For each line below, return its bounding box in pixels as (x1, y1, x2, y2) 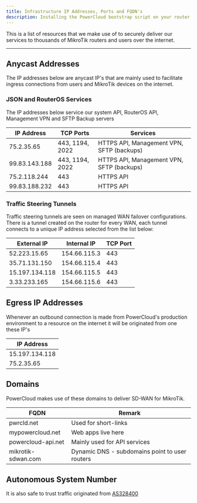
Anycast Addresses (6, 59, 80, 69)
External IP (16, 239, 48, 247)
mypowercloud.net (9, 428, 60, 436)
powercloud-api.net (9, 438, 64, 446)
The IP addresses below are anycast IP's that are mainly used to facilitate (6, 75, 183, 82)
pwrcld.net (9, 418, 39, 427)
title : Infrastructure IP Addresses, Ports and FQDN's (6, 8, 143, 15)
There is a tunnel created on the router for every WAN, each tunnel (6, 219, 168, 226)
